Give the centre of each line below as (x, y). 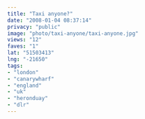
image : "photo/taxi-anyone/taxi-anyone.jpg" (73, 33)
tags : (15, 66)
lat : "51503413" (31, 53)
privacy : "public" (34, 27)
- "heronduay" (28, 99)
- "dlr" (18, 105)
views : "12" (24, 40)
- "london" (23, 72)
